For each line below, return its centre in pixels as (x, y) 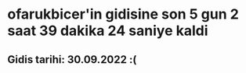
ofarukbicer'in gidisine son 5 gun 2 (123, 14)
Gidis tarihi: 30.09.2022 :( (72, 59)
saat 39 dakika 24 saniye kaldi (108, 31)
